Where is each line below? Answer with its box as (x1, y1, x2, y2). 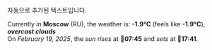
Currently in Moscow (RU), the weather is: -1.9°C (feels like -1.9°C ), (7, 20, 206, 28)
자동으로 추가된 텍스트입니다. (7, 6, 87, 14)
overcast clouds (7, 27, 57, 35)
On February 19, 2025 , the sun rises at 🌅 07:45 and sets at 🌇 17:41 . (7, 35, 199, 43)
